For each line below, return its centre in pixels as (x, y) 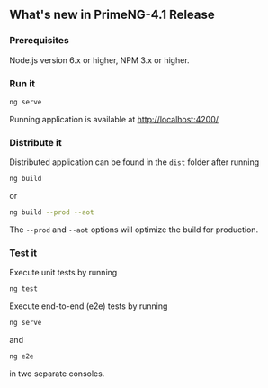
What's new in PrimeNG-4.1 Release (112, 15)
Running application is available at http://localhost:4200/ (114, 119)
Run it (22, 83)
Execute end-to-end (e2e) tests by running (89, 306)
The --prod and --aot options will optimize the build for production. (134, 230)
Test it (23, 253)
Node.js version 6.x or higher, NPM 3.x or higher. (100, 60)
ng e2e (22, 356)
